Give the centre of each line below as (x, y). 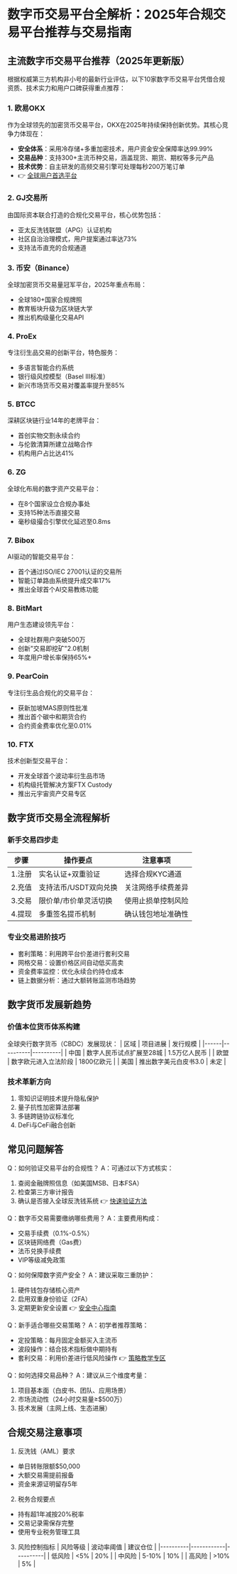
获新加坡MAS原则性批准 (53, 708)
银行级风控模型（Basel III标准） (63, 376)
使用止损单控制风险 (157, 900)
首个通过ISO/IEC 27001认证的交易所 (70, 572)
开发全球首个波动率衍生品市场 (61, 775)
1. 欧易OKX (27, 108)
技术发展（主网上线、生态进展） (64, 1408)
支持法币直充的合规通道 (52, 247)
